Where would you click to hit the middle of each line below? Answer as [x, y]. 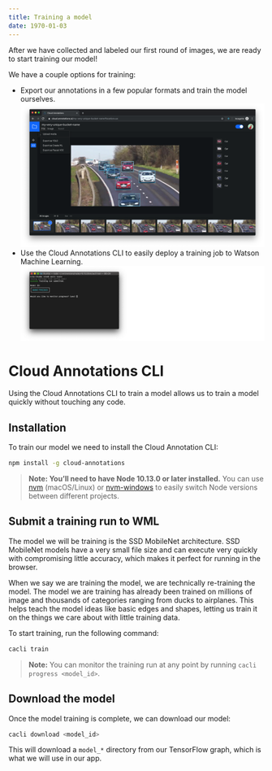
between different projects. [73, 496]
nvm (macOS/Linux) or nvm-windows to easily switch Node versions [143, 487]
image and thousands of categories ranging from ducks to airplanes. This [131, 600]
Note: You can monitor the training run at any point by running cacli [142, 664]
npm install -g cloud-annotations [67, 464]
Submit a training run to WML [84, 522]
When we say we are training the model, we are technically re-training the [132, 582]
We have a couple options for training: [72, 74]
